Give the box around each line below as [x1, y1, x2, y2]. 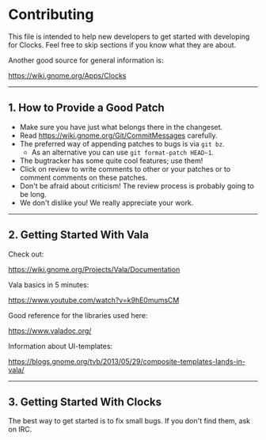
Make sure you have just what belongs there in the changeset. [19, 122, 223, 131]
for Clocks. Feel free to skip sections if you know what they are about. [8, 40, 237, 49]
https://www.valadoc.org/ [8, 326, 92, 336]
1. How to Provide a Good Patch [8, 101, 165, 115]
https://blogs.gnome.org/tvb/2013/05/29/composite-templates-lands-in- [8, 356, 245, 366]
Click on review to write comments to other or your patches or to [19, 164, 231, 173]
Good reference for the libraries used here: [8, 310, 148, 320]
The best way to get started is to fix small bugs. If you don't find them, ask [8, 416, 251, 426]
